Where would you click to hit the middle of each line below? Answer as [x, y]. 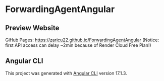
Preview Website [32, 28]
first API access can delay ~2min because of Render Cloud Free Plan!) [78, 45]
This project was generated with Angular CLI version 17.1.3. [66, 73]
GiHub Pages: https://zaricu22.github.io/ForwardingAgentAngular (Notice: [82, 40]
